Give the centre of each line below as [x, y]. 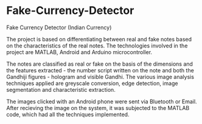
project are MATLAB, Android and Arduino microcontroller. [79, 52]
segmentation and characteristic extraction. [61, 89]
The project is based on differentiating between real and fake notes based [99, 39]
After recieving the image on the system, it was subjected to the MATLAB [98, 108]
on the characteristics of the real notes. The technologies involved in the [97, 46]
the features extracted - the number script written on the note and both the [100, 70]
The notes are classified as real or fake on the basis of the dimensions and [100, 64]
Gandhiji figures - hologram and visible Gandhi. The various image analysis [100, 77]
